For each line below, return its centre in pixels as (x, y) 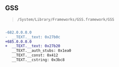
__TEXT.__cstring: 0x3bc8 (38, 60)
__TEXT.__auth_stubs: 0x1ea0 (41, 51)
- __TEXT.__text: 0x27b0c (33, 37)
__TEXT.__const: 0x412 (35, 55)
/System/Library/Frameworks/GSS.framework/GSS (66, 19)
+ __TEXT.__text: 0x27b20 (33, 46)
